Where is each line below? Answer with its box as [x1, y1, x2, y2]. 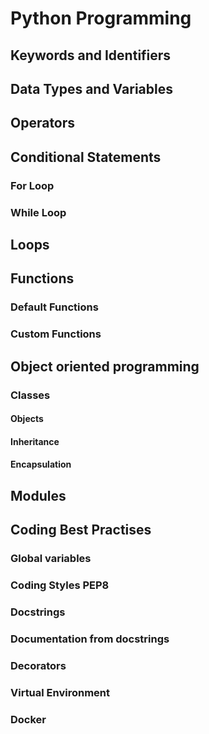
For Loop [10, 178, 55, 192]
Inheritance [10, 435, 60, 447]
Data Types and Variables [10, 80, 173, 97]
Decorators [10, 658, 67, 672]
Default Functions [10, 300, 99, 314]
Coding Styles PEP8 [10, 578, 110, 592]
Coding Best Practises [10, 522, 152, 539]
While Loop [10, 205, 67, 219]
